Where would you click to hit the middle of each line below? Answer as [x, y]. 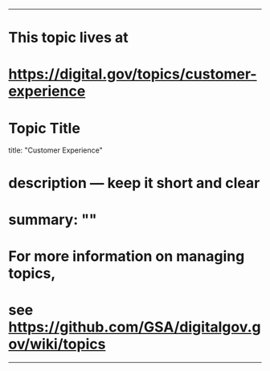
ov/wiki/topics [57, 344]
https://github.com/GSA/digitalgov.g [135, 327]
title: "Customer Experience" [55, 150]
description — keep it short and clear [134, 183]
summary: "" [53, 220]
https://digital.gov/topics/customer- [133, 74]
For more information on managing [127, 256]
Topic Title [44, 128]
